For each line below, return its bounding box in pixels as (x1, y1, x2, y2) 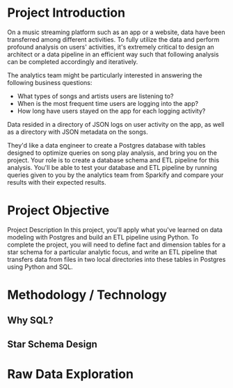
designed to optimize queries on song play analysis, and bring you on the (7, 148, 218, 157)
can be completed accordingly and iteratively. (7, 57, 138, 65)
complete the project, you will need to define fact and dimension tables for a (7, 240, 226, 249)
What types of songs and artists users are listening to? (17, 92, 174, 100)
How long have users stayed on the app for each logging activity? (17, 107, 206, 115)
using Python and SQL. (7, 263, 73, 271)
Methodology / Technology (7, 287, 167, 303)
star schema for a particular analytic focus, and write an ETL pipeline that (7, 247, 218, 256)
